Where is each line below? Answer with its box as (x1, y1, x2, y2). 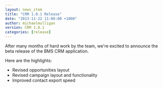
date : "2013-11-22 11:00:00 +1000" (5, 16, 77, 21)
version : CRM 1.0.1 (5, 25, 45, 30)
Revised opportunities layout (12, 67, 70, 73)
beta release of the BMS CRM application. (5, 48, 89, 54)
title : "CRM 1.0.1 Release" (5, 12, 62, 17)
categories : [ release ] (5, 30, 51, 35)
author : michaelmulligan (5, 20, 55, 26)
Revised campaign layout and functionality (12, 72, 98, 78)
